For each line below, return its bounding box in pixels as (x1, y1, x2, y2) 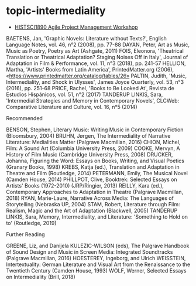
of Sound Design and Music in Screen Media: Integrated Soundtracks (6, 248, 173, 256)
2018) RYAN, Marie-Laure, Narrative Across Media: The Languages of (6, 195, 174, 202)
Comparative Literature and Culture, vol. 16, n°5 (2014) (6, 103, 137, 110)
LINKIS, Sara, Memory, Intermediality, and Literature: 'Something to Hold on (6, 213, 188, 220)
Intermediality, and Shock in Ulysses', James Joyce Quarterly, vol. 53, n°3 (6, 78, 184, 86)
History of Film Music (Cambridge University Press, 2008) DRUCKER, (6, 151, 173, 158)
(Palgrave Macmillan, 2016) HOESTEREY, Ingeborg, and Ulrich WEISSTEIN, (6, 254, 186, 261)
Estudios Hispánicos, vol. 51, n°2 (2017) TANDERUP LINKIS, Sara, (6, 91, 163, 98)
